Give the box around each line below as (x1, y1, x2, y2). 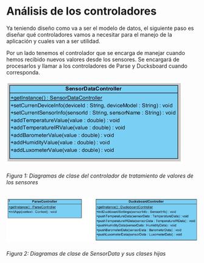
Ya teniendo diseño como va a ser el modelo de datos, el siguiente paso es (6, 24, 194, 32)
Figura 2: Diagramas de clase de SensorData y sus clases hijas (6, 250, 166, 258)
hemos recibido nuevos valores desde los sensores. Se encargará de (6, 56, 180, 63)
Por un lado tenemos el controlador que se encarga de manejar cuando (6, 49, 186, 56)
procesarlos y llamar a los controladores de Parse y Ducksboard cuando (6, 62, 188, 70)
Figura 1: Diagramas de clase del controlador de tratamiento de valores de (6, 172, 194, 179)
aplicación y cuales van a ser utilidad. (6, 37, 100, 45)
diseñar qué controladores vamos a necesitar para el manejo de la (6, 31, 172, 38)
